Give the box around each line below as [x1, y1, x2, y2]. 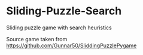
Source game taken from [6, 35, 68, 42]
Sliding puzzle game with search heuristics [6, 24, 112, 31]
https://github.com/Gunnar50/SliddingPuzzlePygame [6, 42, 137, 49]
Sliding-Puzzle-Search [6, 4, 122, 18]
